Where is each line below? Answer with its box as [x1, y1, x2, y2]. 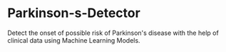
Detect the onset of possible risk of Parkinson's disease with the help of [7, 28, 219, 37]
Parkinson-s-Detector [7, 5, 140, 21]
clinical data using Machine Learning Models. [7, 36, 140, 44]
